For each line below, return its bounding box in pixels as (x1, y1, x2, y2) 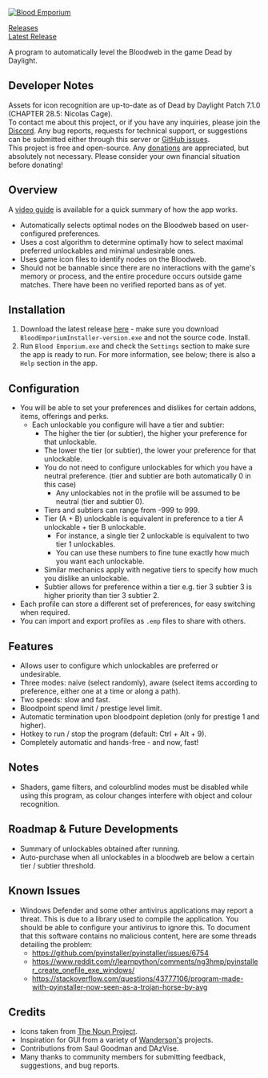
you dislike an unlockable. (43, 574, 130, 584)
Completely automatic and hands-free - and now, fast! (19, 738, 199, 747)
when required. (19, 608, 70, 617)
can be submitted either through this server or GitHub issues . (8, 134, 210, 144)
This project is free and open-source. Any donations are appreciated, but (8, 143, 250, 153)
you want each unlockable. (55, 556, 145, 566)
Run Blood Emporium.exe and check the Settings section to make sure (19, 341, 250, 351)
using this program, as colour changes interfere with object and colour (19, 791, 253, 800)
